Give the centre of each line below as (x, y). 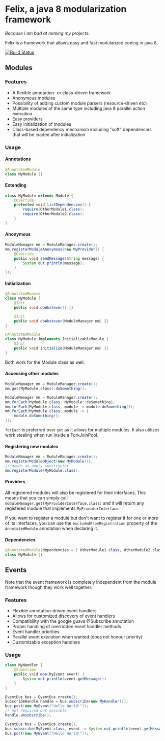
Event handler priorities (36, 632)
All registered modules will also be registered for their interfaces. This (75, 493)
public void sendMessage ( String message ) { (59, 258)
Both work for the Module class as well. (45, 362)
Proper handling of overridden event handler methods (67, 627)
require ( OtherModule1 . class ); (54, 210)
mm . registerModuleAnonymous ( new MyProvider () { (55, 249)
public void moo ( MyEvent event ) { (49, 674)
